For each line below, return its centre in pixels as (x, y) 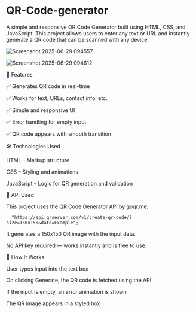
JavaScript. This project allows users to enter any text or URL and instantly (98, 33)
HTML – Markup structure (38, 160)
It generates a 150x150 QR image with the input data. (71, 233)
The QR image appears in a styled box (53, 303)
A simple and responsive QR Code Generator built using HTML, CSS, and (96, 27)
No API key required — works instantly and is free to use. (76, 245)
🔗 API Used (20, 195)
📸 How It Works (25, 257)
